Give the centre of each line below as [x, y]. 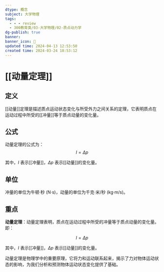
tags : [10, 19]
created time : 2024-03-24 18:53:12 [41, 50]
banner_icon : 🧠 [20, 42]
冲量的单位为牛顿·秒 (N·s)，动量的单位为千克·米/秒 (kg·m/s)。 [67, 192]
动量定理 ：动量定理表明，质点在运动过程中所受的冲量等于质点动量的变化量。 [82, 222]
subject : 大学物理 [22, 14]
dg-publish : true [23, 32]
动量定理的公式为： [24, 145]
